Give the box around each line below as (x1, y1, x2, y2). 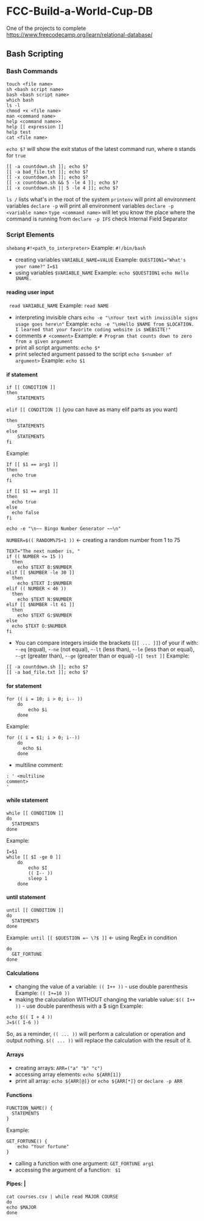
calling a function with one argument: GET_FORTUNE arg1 (15, 1159, 154, 1167)
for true (6, 152, 26, 159)
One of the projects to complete (6, 24, 86, 32)
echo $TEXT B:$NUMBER (17, 564, 72, 571)
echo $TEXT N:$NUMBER (17, 596, 72, 603)
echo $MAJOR (6, 1204, 37, 1211)
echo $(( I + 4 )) (6, 1014, 53, 1021)
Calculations (6, 969, 40, 977)
